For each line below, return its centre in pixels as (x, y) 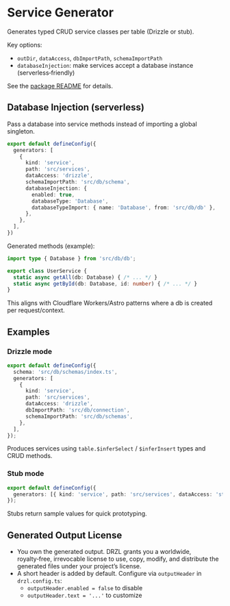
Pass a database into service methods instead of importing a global (102, 124)
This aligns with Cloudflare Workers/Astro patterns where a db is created (110, 303)
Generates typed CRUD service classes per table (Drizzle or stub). (101, 31)
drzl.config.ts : (40, 581)
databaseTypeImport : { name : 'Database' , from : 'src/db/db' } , (124, 207)
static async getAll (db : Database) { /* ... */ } (85, 277)
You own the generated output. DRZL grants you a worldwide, (104, 552)
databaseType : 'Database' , (70, 201)
